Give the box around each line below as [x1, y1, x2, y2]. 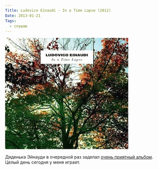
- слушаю [9, 24, 28, 29]
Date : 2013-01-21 [5, 13, 41, 18]
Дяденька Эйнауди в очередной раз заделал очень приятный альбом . [5, 154, 154, 160]
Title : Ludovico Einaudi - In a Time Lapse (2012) [5, 8, 111, 13]
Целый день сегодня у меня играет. [5, 159, 81, 165]
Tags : [5, 18, 16, 23]
